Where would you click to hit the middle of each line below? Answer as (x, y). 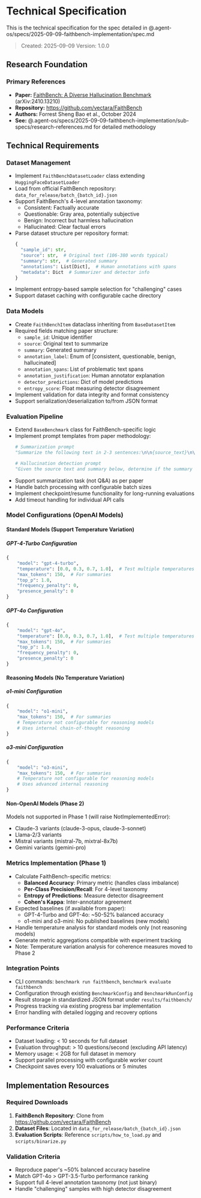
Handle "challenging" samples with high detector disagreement (93, 1189)
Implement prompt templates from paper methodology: (83, 436)
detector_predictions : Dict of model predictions (83, 382)
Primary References (36, 82)
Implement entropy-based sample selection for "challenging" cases (98, 289)
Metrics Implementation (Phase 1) (56, 863)
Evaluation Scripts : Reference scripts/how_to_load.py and (88, 1134)
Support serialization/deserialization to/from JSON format (86, 401)
